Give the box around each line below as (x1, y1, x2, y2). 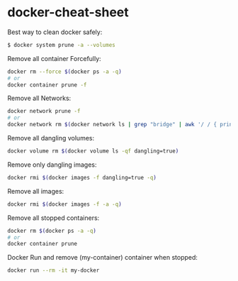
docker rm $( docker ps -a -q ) (7, 227, 97, 234)
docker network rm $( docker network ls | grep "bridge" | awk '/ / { (7, 121, 217, 128)
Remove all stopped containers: (7, 214, 100, 222)
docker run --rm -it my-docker (7, 267, 100, 274)
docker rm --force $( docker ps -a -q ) (7, 68, 122, 75)
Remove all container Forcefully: (7, 54, 101, 62)
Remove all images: (7, 187, 64, 195)
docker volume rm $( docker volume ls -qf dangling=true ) (7, 148, 179, 155)
